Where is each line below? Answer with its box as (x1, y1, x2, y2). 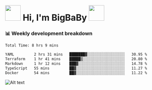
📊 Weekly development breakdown (5, 30, 93, 37)
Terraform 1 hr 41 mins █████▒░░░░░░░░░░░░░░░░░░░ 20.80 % (5, 57, 148, 62)
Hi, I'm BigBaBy (22, 12, 87, 23)
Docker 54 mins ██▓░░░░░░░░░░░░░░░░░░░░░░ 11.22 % (5, 70, 148, 75)
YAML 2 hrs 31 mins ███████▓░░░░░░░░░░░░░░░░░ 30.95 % (5, 52, 148, 57)
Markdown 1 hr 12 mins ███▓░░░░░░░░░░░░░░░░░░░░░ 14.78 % (5, 61, 148, 66)
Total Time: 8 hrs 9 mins (5, 43, 58, 48)
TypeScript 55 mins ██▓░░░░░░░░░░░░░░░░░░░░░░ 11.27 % (5, 66, 148, 71)
